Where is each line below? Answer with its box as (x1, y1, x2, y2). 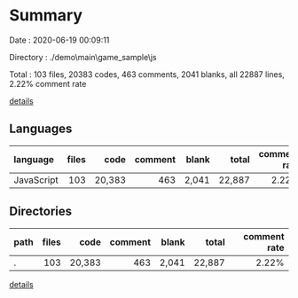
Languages (9, 122, 73, 137)
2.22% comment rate (9, 78, 87, 89)
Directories (9, 204, 73, 219)
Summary (9, 5, 82, 26)
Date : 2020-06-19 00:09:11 (9, 35, 110, 45)
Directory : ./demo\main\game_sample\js (9, 51, 157, 62)
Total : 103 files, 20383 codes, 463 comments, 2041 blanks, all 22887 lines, (9, 68, 286, 80)
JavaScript (13, 174, 59, 186)
